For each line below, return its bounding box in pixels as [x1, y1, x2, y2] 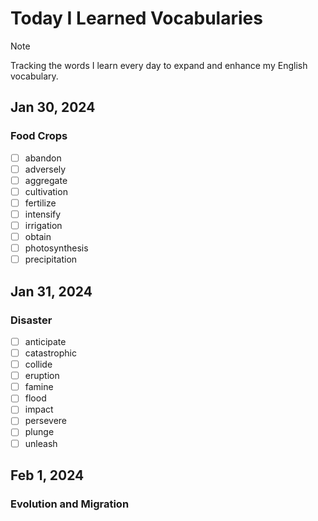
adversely [24, 163, 67, 175]
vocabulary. [10, 70, 59, 82]
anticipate [24, 335, 67, 347]
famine [24, 381, 54, 393]
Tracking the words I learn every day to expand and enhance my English [10, 59, 308, 71]
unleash [24, 437, 58, 449]
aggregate [24, 174, 68, 186]
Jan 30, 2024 [10, 99, 96, 116]
